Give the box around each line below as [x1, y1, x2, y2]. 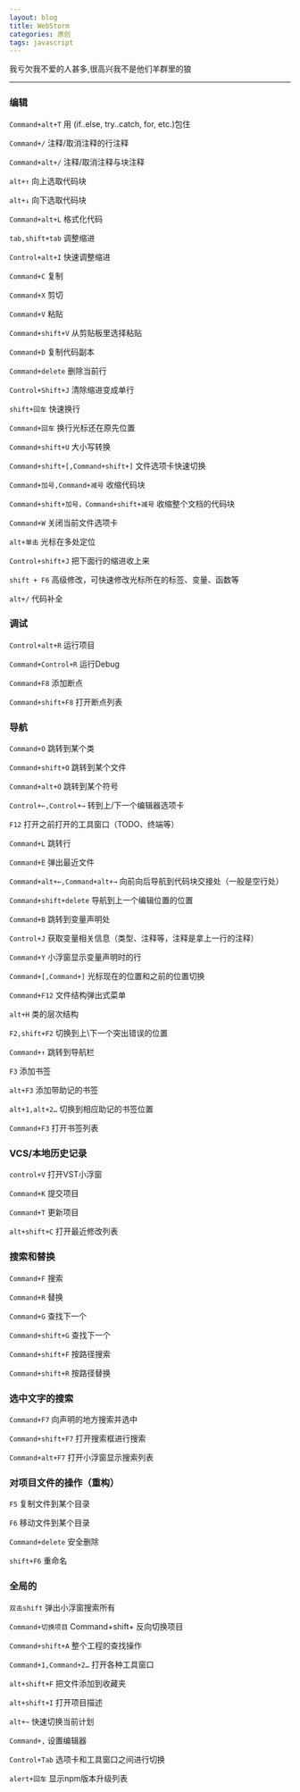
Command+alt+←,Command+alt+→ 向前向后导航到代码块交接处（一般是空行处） [9, 876, 284, 887]
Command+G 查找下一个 [9, 1311, 87, 1321]
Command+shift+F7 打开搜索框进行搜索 [9, 1433, 146, 1444]
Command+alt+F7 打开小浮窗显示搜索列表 [9, 1453, 154, 1463]
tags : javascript [9, 38, 74, 47]
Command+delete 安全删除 [9, 1537, 100, 1547]
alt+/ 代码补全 [9, 593, 63, 604]
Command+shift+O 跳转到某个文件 [9, 762, 127, 773]
